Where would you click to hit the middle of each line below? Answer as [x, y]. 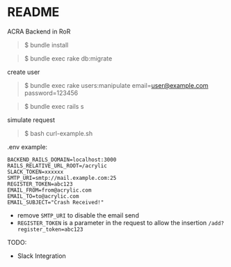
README [33, 12]
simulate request [31, 120]
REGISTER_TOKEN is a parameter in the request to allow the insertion [112, 222]
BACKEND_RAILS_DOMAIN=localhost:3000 [62, 160]
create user [24, 72]
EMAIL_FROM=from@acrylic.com [49, 190]
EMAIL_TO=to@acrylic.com [43, 196]
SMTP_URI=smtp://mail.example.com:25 [62, 178]
